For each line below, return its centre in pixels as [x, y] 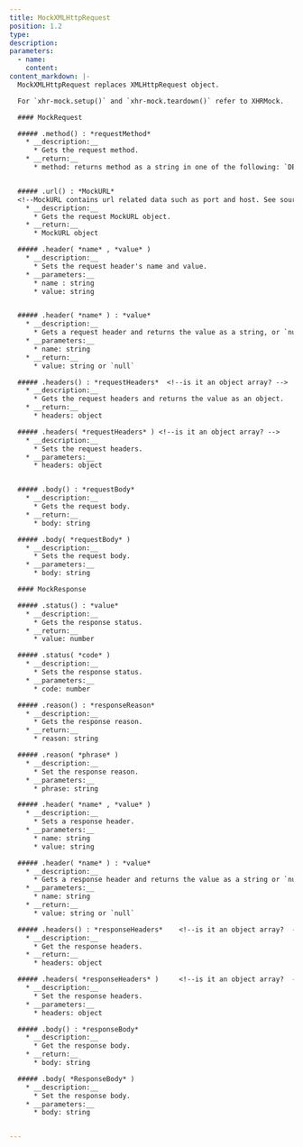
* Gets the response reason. [88, 722]
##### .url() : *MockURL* [66, 191]
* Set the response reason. [86, 772]
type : [19, 34]
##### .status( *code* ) [64, 656]
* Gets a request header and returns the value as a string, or [156, 333]
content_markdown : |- [50, 77]
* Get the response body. [82, 1046]
